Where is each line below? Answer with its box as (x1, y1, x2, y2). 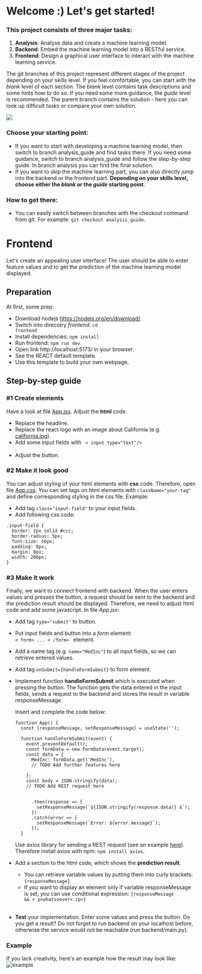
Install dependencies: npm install (14, 332, 99, 340)
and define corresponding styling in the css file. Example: (6, 493, 149, 500)
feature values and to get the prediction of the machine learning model (6, 263, 182, 270)
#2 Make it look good (6, 466, 69, 475)
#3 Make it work (6, 573, 54, 582)
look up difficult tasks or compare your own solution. (6, 102, 137, 110)
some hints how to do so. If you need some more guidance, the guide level (6, 89, 191, 97)
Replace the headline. (14, 419, 69, 426)
